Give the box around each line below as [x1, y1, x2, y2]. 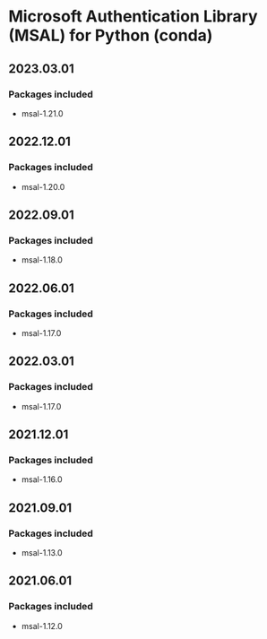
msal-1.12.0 [21, 620, 64, 631]
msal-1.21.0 [21, 108, 64, 118]
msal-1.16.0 [21, 474, 64, 485]
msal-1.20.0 [21, 181, 65, 192]
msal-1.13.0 [21, 548, 64, 557]
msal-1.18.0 [21, 255, 64, 265]
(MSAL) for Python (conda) [8, 25, 213, 46]
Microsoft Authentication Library [8, 6, 258, 27]
